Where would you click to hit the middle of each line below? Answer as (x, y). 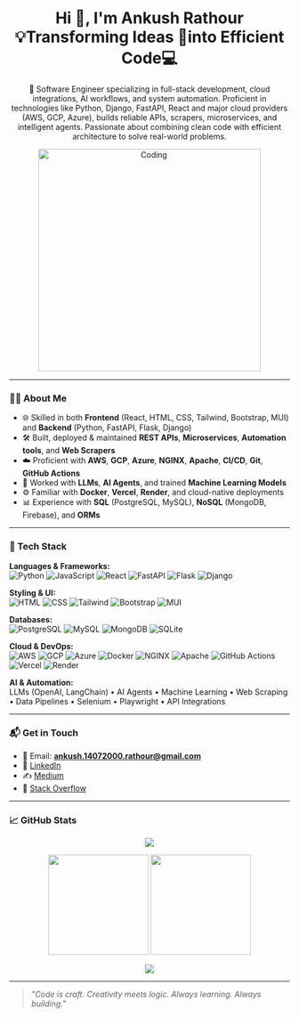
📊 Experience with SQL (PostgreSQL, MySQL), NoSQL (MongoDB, (144, 502)
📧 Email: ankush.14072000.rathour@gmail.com (112, 755)
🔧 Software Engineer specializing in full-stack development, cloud (149, 89)
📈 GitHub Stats (43, 820)
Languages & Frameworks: (60, 566)
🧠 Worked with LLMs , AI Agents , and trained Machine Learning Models (154, 483)
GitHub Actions (51, 473)
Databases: (31, 619)
